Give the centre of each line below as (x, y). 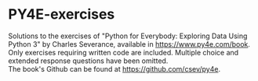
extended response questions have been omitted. (88, 61)
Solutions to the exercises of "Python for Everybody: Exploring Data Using (128, 36)
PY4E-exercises (62, 14)
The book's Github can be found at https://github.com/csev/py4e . (114, 69)
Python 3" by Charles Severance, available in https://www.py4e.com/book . (129, 44)
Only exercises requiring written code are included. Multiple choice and (124, 52)
